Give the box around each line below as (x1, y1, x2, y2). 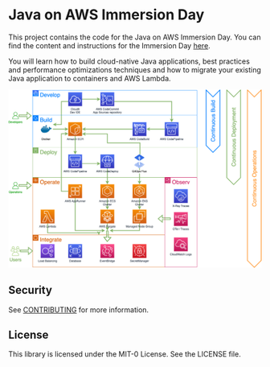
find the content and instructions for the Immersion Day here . (8, 40, 211, 50)
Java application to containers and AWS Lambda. (8, 73, 171, 83)
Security (8, 283, 52, 297)
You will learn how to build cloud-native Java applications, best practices (8, 56, 251, 66)
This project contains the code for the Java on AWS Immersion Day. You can (8, 32, 261, 42)
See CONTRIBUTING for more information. (8, 304, 149, 315)
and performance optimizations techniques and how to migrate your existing (8, 64, 261, 74)
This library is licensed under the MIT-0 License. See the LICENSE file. (8, 349, 241, 359)
